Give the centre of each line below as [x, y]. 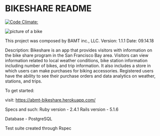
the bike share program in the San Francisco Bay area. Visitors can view [77, 55]
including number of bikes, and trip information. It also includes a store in [78, 66]
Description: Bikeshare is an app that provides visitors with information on [79, 50]
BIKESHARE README [48, 8]
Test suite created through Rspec [38, 128]
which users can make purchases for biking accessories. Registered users [79, 70]
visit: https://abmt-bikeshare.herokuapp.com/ [50, 100]
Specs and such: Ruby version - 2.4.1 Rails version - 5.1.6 [62, 109]
